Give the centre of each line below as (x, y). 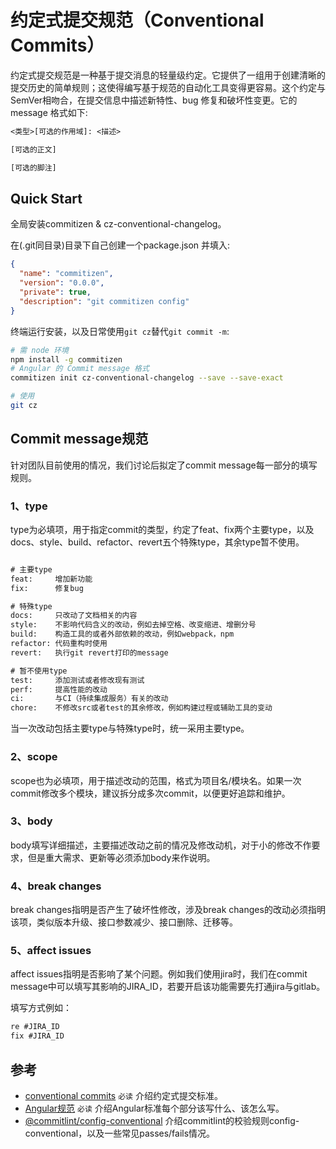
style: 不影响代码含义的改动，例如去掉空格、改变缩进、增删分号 (133, 625)
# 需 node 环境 (39, 350)
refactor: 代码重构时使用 (59, 644)
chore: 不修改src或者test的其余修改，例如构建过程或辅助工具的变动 (141, 708)
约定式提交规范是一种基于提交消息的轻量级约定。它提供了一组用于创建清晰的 (168, 75)
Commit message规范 (79, 439)
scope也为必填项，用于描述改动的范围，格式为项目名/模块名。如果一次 (156, 780)
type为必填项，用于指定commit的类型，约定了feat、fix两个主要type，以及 (162, 529)
